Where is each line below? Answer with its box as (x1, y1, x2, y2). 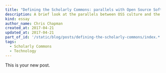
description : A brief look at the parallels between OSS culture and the (5, 12, 161, 17)
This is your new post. (5, 62, 50, 68)
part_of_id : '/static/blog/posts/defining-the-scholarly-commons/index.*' (5, 35, 163, 40)
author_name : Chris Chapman (5, 21, 63, 26)
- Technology (9, 48, 37, 53)
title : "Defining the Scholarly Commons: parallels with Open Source (5, 7, 152, 12)
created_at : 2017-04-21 (5, 26, 54, 31)
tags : (5, 39, 16, 44)
